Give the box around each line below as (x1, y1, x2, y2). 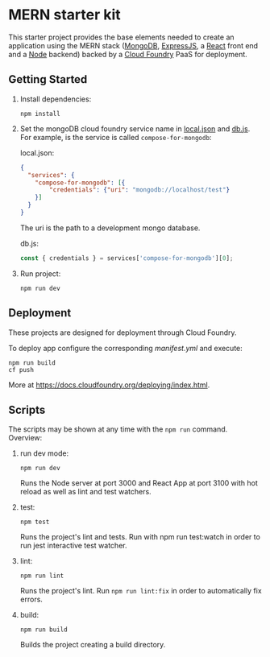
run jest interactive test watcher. (19, 541, 127, 551)
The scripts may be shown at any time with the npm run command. (8, 424, 228, 434)
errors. (19, 594, 43, 605)
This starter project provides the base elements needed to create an (8, 32, 235, 42)
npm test (19, 518, 50, 527)
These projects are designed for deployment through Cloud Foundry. (8, 328, 237, 337)
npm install (19, 109, 60, 118)
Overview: (8, 433, 43, 443)
